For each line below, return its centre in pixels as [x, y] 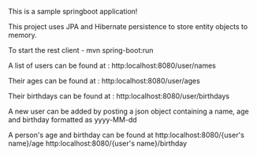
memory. [22, 35]
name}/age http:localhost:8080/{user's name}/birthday [98, 143]
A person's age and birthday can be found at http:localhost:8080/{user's [126, 135]
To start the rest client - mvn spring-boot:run [81, 50]
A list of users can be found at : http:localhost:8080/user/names [112, 65]
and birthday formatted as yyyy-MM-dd [73, 120]
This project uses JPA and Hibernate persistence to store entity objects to [128, 26]
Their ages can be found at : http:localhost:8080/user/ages [104, 81]
